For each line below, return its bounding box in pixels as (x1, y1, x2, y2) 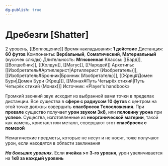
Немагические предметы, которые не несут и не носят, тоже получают (5, 134, 159, 141)
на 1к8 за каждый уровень (5, 155, 64, 161)
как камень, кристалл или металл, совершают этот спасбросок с (5, 119, 147, 126)
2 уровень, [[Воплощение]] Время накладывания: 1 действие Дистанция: (5, 46, 163, 52)
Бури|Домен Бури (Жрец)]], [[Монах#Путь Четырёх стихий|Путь (5, 77, 145, 84)
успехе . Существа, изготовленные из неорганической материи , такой (5, 114, 158, 120)
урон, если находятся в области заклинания (5, 140, 101, 146)
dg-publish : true (5, 7, 42, 13)
